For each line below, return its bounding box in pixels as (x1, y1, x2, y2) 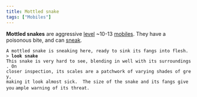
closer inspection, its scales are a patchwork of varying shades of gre (6, 68, 192, 74)
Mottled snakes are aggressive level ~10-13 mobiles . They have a (6, 30, 166, 37)
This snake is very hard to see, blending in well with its (6, 58, 157, 64)
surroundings (159, 58, 192, 64)
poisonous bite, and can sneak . (6, 36, 83, 44)
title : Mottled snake (6, 8, 60, 15)
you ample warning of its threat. (6, 85, 90, 91)
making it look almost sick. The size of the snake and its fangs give (6, 79, 189, 85)
